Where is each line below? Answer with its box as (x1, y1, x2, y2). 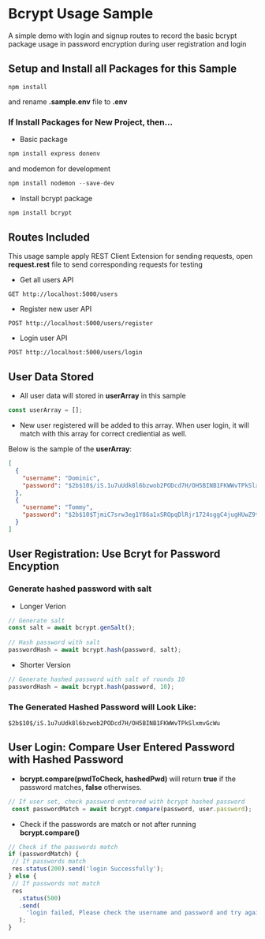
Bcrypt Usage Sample (8, 5, 154, 23)
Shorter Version (19, 660, 71, 669)
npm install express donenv (8, 150, 101, 158)
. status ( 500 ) (18, 894, 62, 902)
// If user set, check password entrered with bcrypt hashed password (8, 798, 245, 806)
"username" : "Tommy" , (22, 503, 93, 511)
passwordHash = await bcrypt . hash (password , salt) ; (8, 646, 181, 654)
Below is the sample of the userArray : (8, 444, 132, 454)
